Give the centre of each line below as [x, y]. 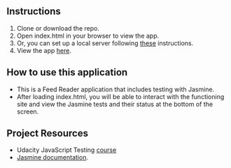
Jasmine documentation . [52, 158]
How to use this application [67, 72]
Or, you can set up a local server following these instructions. [105, 43]
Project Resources [48, 133]
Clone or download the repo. [58, 28]
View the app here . [44, 50]
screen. [28, 112]
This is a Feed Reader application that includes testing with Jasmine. [115, 89]
